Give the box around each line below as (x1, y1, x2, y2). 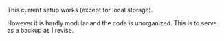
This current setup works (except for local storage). (7, 6, 153, 14)
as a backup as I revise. (7, 27, 74, 34)
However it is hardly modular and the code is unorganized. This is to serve (7, 19, 218, 27)
